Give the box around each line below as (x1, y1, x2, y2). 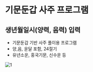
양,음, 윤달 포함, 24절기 (12, 46, 58, 52)
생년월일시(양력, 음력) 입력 (5, 26, 81, 34)
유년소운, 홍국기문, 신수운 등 (12, 52, 66, 58)
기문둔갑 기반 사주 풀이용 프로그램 (12, 40, 77, 45)
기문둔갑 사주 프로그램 (5, 4, 89, 16)
